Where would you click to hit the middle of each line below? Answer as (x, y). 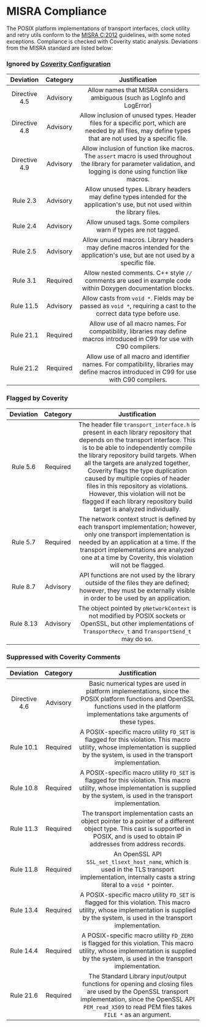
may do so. (137, 639)
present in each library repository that (137, 432)
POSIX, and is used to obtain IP (138, 836)
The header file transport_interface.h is (137, 424)
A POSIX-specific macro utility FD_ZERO (138, 935)
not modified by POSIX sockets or (137, 616)
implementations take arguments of (138, 714)
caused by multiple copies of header (137, 478)
